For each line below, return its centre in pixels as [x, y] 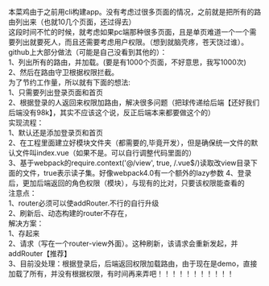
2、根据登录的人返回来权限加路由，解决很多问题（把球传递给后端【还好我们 [134, 102]
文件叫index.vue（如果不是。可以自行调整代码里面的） [106, 153]
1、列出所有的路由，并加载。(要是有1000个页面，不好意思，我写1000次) [128, 62]
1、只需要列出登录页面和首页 [56, 92]
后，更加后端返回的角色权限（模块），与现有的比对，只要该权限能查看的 [126, 183]
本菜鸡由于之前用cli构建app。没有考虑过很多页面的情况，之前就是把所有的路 [135, 12]
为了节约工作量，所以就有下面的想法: [70, 82]
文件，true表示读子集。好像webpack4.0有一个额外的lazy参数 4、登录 [137, 173]
